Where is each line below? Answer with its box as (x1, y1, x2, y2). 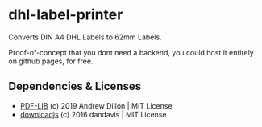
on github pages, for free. (8, 56, 94, 66)
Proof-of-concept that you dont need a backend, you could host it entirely (8, 47, 254, 57)
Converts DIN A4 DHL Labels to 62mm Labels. (8, 32, 163, 42)
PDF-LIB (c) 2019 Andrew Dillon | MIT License (19, 100, 173, 110)
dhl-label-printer (8, 6, 123, 24)
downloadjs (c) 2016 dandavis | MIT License (19, 109, 167, 119)
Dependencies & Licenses (8, 80, 142, 93)
